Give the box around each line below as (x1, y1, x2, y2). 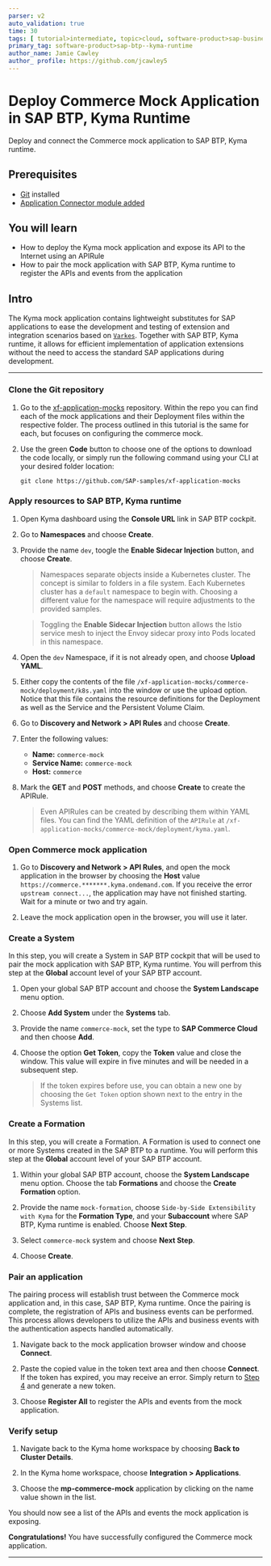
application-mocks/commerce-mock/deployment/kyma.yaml (40, 825, 228, 833)
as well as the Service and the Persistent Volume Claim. (19, 702, 206, 712)
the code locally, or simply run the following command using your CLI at (19, 452, 259, 462)
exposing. (8, 1517, 42, 1526)
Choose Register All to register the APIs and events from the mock (19, 1397, 243, 1407)
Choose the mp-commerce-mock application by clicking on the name (19, 1483, 254, 1493)
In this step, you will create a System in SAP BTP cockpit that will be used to (8, 951, 261, 961)
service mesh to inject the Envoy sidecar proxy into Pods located (40, 628, 256, 637)
